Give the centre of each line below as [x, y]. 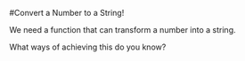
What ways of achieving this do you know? [88, 47]
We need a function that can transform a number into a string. [122, 30]
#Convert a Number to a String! [67, 13]
